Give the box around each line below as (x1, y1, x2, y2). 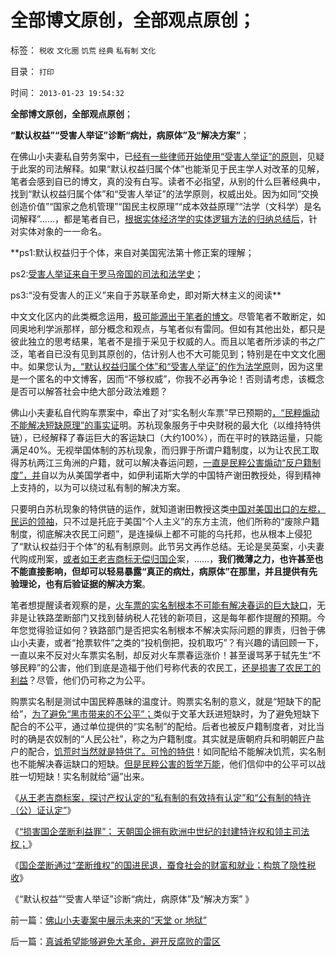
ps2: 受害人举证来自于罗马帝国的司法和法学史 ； (10, 267, 204, 280)
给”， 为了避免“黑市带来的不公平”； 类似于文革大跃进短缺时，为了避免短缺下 (10, 707, 320, 720)
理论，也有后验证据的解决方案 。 (18, 577, 151, 590)
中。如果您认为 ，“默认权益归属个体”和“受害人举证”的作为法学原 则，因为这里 (10, 360, 324, 372)
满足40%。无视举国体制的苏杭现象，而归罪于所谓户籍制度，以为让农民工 (10, 444, 311, 456)
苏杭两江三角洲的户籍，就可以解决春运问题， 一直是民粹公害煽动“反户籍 (18, 456, 313, 468)
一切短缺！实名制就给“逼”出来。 (18, 770, 150, 782)
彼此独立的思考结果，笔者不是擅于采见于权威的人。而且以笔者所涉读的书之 (10, 335, 317, 347)
